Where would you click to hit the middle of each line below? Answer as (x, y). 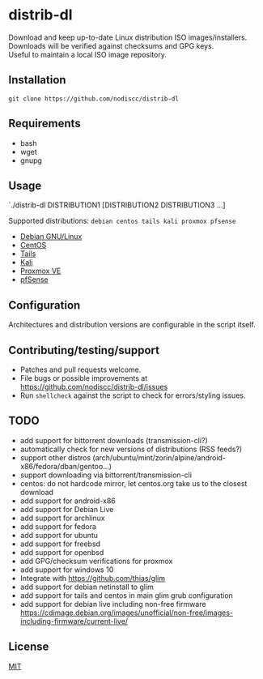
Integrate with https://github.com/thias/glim (93, 578)
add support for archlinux (62, 518)
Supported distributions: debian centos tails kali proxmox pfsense (122, 221)
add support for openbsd (62, 552)
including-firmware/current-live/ (74, 621)
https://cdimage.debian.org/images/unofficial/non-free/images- (126, 613)
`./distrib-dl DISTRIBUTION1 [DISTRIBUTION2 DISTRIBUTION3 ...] (117, 205)
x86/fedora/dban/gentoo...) (66, 466)
